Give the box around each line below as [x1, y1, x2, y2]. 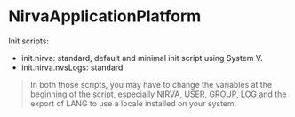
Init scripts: [8, 35, 50, 46]
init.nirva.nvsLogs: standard [20, 62, 124, 73]
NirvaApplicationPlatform [8, 6, 202, 27]
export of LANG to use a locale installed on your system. [29, 97, 237, 108]
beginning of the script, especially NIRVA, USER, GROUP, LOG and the [29, 89, 287, 99]
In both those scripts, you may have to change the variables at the [29, 79, 273, 90]
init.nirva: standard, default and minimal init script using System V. [20, 52, 263, 63]
